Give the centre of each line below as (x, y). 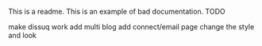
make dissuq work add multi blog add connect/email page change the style (131, 27)
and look (23, 35)
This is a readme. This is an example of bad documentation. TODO (117, 11)
